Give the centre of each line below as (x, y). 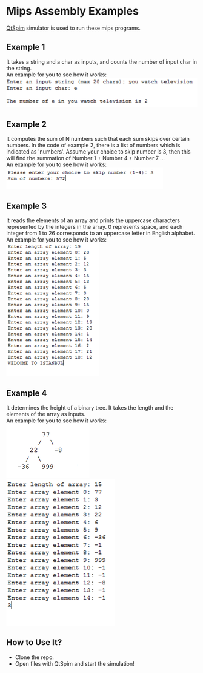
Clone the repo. (35, 657)
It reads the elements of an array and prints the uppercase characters (93, 220)
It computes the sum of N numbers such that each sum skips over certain (98, 139)
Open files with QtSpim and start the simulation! (75, 663)
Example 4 (27, 393)
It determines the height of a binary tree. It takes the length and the (90, 408)
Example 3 (27, 205)
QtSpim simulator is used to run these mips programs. (74, 28)
